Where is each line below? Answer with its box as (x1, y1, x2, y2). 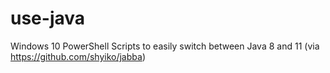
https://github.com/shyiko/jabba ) (10, 50, 146, 62)
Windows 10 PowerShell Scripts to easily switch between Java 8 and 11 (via (10, 40, 320, 52)
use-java (10, 7, 86, 30)
